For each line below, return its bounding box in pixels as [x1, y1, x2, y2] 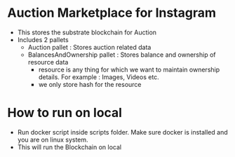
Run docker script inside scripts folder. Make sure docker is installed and [17, 128, 228, 136]
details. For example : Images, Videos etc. [38, 72, 159, 81]
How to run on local [7, 105, 123, 121]
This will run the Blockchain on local [17, 142, 121, 151]
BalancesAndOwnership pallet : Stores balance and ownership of [27, 50, 216, 59]
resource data [27, 57, 69, 66]
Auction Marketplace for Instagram [7, 5, 216, 21]
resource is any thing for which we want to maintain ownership [38, 65, 220, 74]
